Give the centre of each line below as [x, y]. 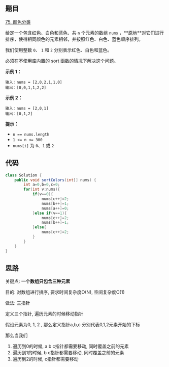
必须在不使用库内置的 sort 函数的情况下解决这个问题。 [62, 61]
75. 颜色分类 [18, 22]
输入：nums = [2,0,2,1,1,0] [34, 82]
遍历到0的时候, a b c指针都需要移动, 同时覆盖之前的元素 [71, 346]
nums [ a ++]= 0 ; [55, 208]
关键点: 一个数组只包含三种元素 [38, 281]
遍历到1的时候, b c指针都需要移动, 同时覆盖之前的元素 [68, 353]
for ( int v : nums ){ [42, 190]
